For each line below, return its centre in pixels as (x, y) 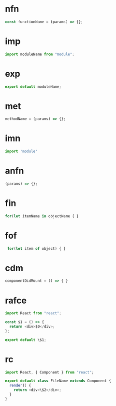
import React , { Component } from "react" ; (50, 372)
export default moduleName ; (33, 87)
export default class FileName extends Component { (58, 381)
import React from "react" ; (33, 313)
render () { (20, 386)
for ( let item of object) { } (36, 248)
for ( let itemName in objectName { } (42, 216)
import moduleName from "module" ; (40, 54)
